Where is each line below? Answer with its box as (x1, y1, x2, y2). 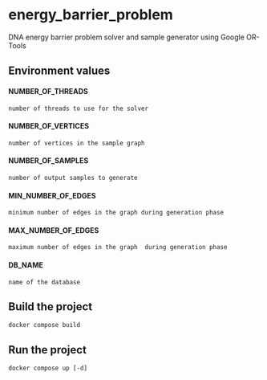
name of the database (8, 278, 81, 286)
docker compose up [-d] (8, 364, 88, 373)
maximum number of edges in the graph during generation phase (8, 243, 228, 251)
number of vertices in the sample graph (8, 139, 146, 147)
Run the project (8, 343, 87, 357)
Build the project (8, 300, 93, 313)
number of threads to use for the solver (8, 104, 149, 112)
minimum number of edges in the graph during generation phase (8, 209, 225, 217)
